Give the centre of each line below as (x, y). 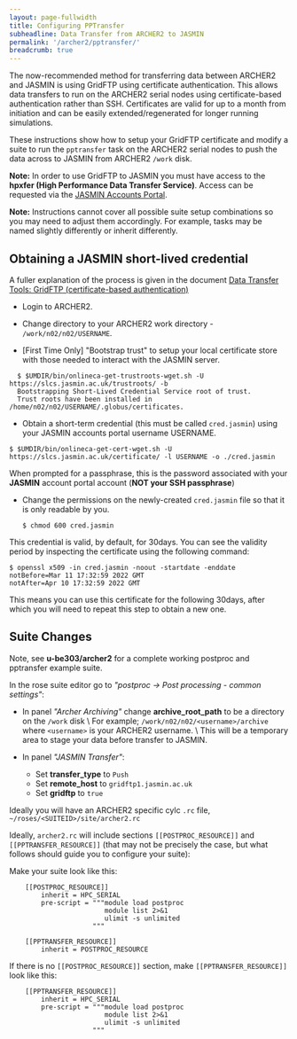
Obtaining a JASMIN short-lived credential (129, 258)
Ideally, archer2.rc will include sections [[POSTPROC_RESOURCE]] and (132, 835)
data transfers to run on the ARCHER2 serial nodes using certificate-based (145, 95)
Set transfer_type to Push (82, 774)
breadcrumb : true (41, 51)
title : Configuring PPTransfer (67, 26)
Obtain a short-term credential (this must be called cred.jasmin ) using (149, 423)
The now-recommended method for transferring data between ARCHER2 (143, 75)
